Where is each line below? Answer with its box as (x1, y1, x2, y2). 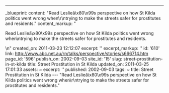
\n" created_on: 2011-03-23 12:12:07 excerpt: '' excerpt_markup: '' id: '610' (5, 45, 160, 51)
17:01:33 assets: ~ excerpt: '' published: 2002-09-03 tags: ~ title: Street (5, 66, 154, 72)
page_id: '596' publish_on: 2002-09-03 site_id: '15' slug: (5, 56, 122, 61)
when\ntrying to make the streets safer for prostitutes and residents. (5, 35, 147, 41)
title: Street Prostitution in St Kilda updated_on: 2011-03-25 (27, 61, 149, 67)
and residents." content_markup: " (5, 20, 76, 26)
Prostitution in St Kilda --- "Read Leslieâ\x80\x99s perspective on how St (5, 72, 157, 77)
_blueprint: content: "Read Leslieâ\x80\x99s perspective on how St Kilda (5, 10, 156, 15)
